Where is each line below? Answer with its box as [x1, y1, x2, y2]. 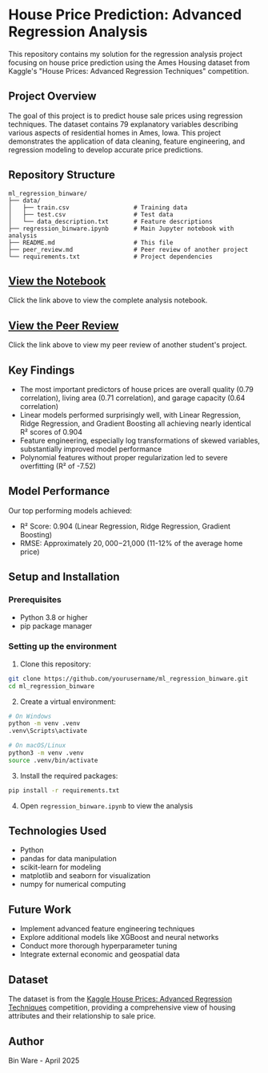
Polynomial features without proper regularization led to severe [19, 453, 228, 462]
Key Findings [8, 363, 75, 377]
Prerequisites [8, 594, 62, 605]
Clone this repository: [19, 659, 91, 669]
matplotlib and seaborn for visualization [19, 871, 150, 881]
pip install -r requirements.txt [8, 786, 120, 795]
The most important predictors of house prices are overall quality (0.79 [19, 385, 254, 394]
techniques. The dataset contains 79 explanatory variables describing [8, 119, 238, 129]
